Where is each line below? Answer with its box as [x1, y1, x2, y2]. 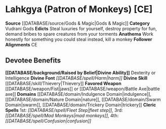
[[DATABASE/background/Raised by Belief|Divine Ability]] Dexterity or [5, 70, 156, 76]
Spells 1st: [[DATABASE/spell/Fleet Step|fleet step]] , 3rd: [5, 107, 123, 113]
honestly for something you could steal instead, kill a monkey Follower [5, 36, 152, 42]
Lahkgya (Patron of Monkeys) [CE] [5, 4, 153, 15]
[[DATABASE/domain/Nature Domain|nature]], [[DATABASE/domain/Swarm [5, 96, 161, 102]
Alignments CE [5, 41, 37, 47]
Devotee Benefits [5, 56, 61, 65]
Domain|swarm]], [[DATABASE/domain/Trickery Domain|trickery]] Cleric [5, 102, 156, 108]
